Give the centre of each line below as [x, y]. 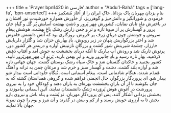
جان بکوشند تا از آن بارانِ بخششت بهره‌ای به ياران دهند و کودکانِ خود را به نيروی [81, 83]
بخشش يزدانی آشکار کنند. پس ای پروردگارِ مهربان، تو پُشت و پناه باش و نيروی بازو [83, 94]
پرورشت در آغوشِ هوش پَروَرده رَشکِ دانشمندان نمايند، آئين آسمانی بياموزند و [79, 89]
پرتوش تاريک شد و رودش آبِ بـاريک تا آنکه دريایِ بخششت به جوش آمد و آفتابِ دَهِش [85, 51]
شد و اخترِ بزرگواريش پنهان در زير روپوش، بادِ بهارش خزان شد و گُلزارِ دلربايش [80, 40]
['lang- [157, 7]
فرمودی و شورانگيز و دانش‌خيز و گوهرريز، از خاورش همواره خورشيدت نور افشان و [84, 18]
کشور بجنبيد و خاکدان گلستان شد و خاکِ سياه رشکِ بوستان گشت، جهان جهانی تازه [84, 62]
